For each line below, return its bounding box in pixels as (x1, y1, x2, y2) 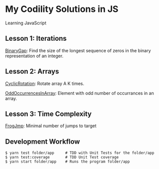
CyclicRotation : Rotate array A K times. (5, 81, 84, 86)
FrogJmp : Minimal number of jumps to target (5, 123, 97, 129)
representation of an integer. (5, 53, 64, 59)
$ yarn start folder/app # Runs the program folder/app (5, 159, 130, 165)
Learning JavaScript (5, 20, 47, 26)
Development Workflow (5, 137, 80, 146)
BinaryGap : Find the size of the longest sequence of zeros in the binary (5, 47, 151, 53)
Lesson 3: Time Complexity (5, 109, 92, 118)
